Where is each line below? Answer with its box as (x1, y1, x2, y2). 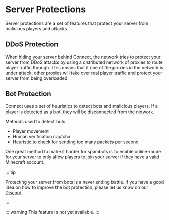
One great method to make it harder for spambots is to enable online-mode (5, 148, 161, 154)
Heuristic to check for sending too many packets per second (12, 139, 139, 145)
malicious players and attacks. (5, 25, 68, 31)
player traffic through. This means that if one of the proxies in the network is (5, 64, 164, 70)
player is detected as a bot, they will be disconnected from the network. (5, 108, 155, 115)
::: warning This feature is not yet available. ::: (5, 209, 100, 215)
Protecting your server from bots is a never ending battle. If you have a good (5, 179, 164, 185)
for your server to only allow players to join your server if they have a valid (5, 154, 159, 160)
